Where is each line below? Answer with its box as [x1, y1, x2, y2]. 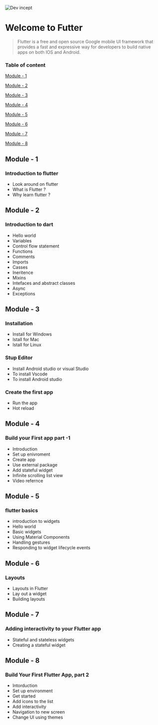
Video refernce [12, 478, 43, 483]
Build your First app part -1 [5, 435, 71, 442]
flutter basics [5, 507, 38, 514]
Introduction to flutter [5, 170, 59, 177]
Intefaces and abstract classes [12, 280, 76, 286]
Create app [12, 456, 36, 463]
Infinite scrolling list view [12, 472, 63, 478]
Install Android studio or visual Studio [12, 365, 89, 371]
